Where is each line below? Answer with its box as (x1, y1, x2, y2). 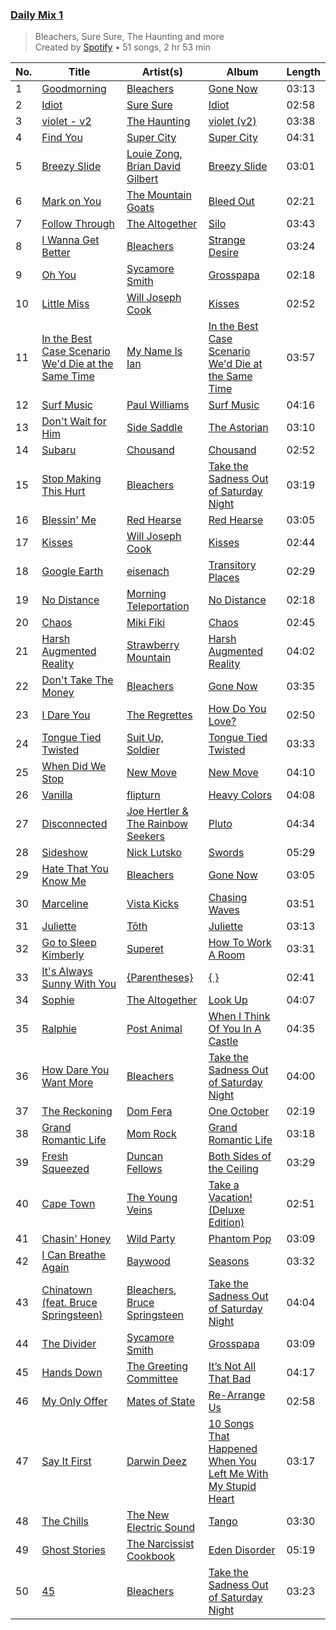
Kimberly (41, 948, 85, 962)
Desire (208, 246, 239, 260)
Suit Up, (126, 731, 165, 745)
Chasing (208, 891, 248, 905)
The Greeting (126, 1359, 189, 1373)
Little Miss (41, 297, 90, 311)
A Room (208, 948, 246, 962)
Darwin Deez (126, 1454, 188, 1468)
